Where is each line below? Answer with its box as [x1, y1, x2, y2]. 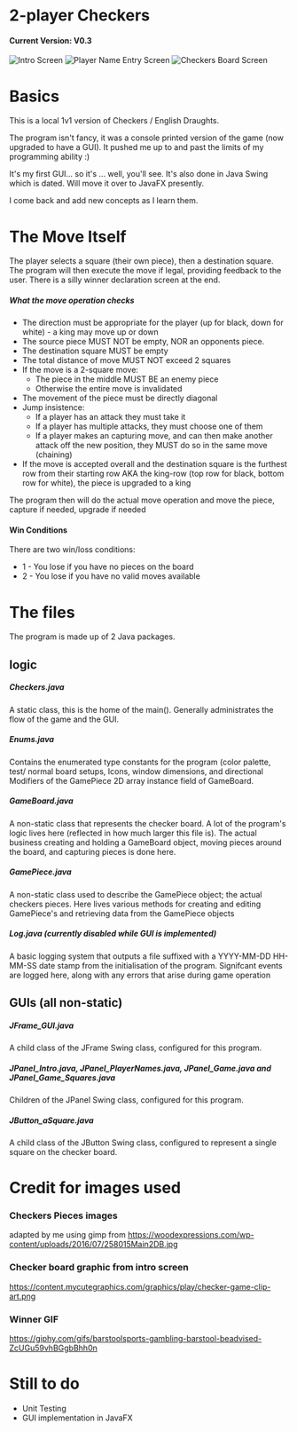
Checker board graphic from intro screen [9, 1262, 189, 1274]
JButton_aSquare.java [9, 1115, 95, 1126]
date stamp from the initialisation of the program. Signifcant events [38, 960, 283, 970]
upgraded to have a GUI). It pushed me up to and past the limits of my [9, 142, 264, 153]
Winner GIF [9, 1313, 59, 1325]
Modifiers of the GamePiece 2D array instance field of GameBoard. [9, 775, 254, 786]
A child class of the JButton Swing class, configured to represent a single [9, 1137, 277, 1148]
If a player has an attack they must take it [35, 412, 186, 423]
